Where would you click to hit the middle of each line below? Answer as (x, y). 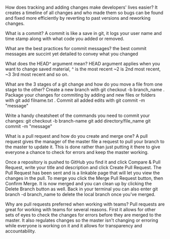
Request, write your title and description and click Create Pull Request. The (83, 167)
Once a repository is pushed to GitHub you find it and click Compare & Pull (83, 162)
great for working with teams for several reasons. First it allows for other (80, 209)
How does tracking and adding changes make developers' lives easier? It (81, 7)
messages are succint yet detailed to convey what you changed (72, 54)
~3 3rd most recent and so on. (37, 74)
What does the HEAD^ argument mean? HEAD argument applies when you (83, 64)
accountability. (21, 231)
